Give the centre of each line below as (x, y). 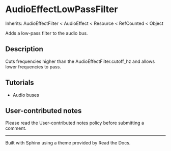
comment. (16, 128)
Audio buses (26, 95)
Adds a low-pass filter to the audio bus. (47, 33)
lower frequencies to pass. (33, 66)
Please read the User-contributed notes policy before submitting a (75, 123)
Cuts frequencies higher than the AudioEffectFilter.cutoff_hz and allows (80, 61)
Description (24, 49)
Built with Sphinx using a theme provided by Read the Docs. (68, 143)
